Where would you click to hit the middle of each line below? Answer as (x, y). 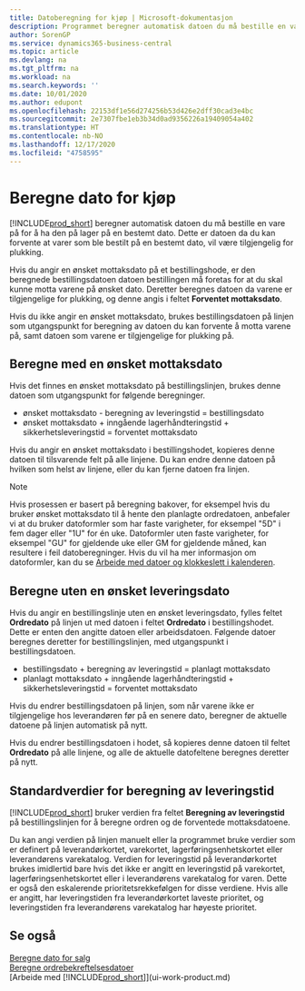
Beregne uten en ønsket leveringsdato (119, 591)
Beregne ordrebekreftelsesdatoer (72, 967)
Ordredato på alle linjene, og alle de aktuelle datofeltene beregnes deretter (149, 753)
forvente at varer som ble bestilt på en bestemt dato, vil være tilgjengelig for (152, 243)
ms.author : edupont (46, 102)
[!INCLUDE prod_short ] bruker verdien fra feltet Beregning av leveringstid (147, 813)
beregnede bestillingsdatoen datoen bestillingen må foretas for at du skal (146, 279)
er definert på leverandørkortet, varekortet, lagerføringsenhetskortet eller (146, 849)
